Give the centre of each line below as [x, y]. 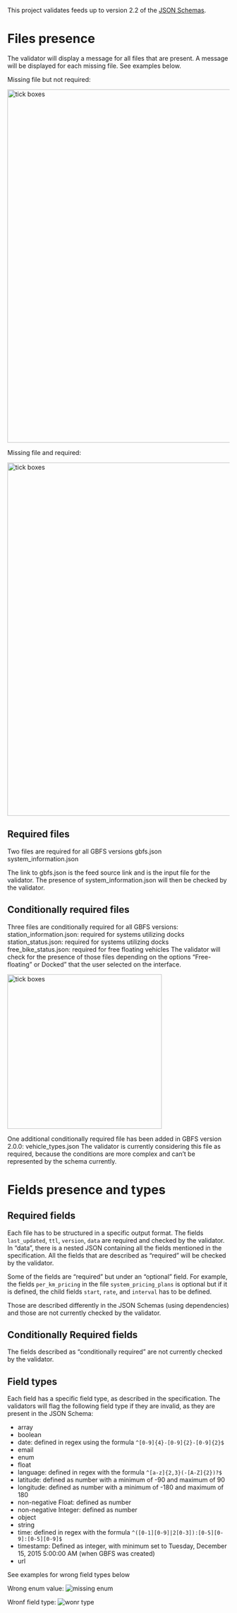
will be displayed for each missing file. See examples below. [94, 66]
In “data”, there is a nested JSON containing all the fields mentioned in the [115, 1248]
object [27, 1518]
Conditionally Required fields [73, 1335]
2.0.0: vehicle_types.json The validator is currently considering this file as [114, 1146]
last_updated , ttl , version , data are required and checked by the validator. [116, 1240]
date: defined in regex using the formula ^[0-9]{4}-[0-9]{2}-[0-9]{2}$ [121, 1442]
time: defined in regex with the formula [74, 1532]
